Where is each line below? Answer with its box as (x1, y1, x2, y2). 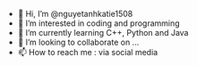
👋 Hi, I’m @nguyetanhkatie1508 (17, 9, 133, 19)
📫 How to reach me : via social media (17, 47, 158, 57)
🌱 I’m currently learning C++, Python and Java (17, 28, 189, 37)
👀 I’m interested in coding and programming (17, 18, 181, 29)
